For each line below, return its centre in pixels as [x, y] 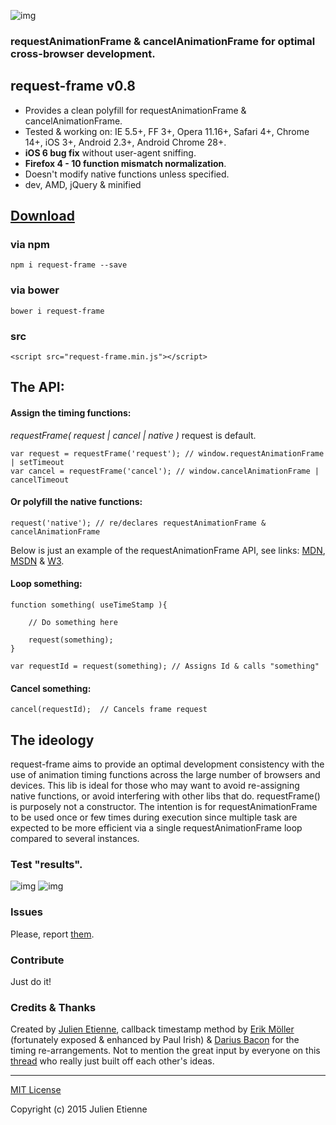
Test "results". [46, 864]
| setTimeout [37, 462]
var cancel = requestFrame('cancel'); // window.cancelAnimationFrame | [165, 471]
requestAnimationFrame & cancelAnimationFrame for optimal [163, 41]
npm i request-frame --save [69, 265]
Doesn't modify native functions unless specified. [127, 174]
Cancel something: [51, 688]
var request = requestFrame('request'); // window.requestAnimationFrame [167, 453]
